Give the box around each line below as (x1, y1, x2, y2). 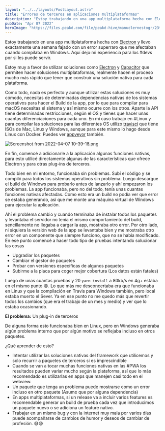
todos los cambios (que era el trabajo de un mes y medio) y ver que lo (5, 298, 147, 304)
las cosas (5, 243, 25, 249)
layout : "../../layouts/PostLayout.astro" (5, 7, 93, 12)
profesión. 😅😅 (12, 421, 43, 427)
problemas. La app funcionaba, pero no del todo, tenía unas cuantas (5, 186, 143, 192)
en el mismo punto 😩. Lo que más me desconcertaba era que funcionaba (5, 283, 154, 289)
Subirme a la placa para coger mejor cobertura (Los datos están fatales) (12, 268, 159, 274)
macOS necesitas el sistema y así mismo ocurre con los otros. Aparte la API (5, 105, 158, 111)
